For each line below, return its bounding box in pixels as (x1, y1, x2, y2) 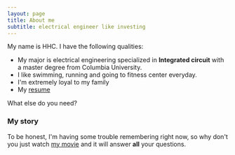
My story (7, 117, 39, 126)
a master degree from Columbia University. (17, 64, 142, 72)
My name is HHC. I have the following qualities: (7, 43, 144, 51)
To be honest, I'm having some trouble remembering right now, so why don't (7, 132, 228, 140)
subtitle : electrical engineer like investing (7, 23, 146, 30)
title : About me (7, 17, 55, 24)
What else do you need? (7, 99, 77, 108)
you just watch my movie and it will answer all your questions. (7, 140, 187, 148)
